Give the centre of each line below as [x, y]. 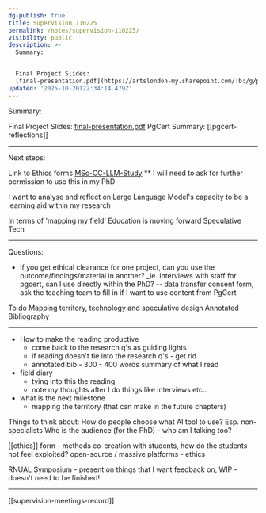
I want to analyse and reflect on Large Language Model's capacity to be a [128, 197]
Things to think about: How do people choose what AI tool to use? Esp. [124, 422]
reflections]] [28, 135]
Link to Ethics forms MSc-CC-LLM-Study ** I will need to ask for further [125, 173]
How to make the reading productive [79, 339]
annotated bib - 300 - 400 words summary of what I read [125, 364]
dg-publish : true [37, 15]
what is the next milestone [63, 398]
